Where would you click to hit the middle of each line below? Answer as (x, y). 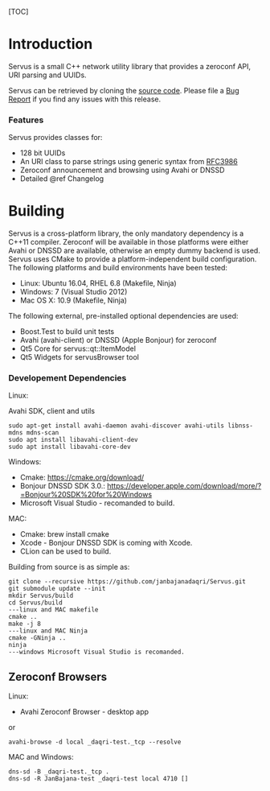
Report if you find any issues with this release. (85, 99)
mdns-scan (43, 433)
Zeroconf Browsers (57, 676)
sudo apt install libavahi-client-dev (73, 440)
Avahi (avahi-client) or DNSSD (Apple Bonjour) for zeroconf (118, 340)
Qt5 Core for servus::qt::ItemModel (78, 348)
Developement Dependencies (67, 378)
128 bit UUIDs (43, 153)
